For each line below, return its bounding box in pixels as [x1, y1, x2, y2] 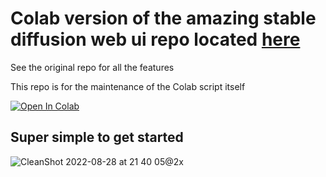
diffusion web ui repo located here [10, 28, 301, 51]
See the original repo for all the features [10, 61, 175, 73]
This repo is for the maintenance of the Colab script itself [10, 80, 246, 92]
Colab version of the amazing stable [10, 7, 317, 30]
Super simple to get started [10, 129, 184, 146]
